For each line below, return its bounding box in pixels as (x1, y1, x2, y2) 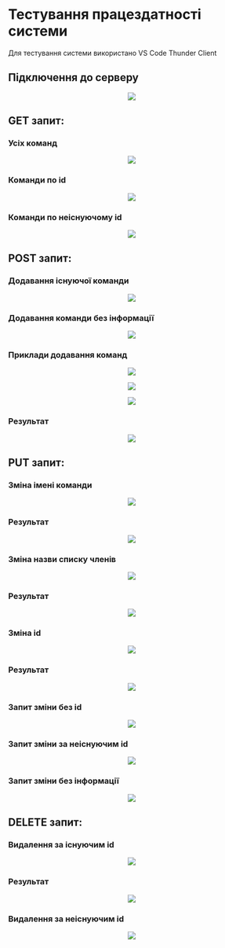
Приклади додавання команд (8, 349, 128, 360)
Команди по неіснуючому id (8, 211, 122, 222)
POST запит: (8, 252, 72, 265)
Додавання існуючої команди (8, 275, 129, 286)
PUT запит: (8, 456, 65, 469)
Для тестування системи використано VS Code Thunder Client (8, 48, 217, 57)
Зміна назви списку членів (8, 553, 116, 564)
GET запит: (8, 114, 65, 127)
